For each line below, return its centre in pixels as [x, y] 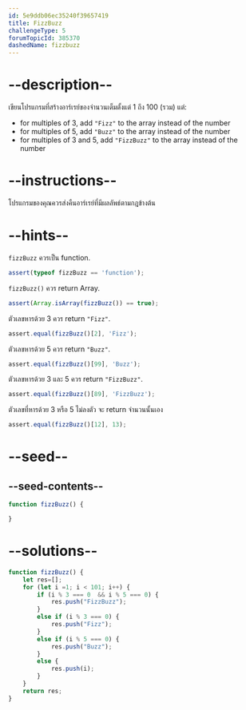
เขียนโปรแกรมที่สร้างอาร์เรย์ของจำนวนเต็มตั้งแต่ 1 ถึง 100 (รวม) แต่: [98, 107]
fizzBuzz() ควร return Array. [54, 288]
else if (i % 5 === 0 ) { [78, 639]
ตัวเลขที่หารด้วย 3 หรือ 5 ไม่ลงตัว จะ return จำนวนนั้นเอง [86, 410]
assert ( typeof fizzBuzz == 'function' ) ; [77, 272]
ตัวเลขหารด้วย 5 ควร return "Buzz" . [59, 349]
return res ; [42, 691]
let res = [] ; [42, 580]
